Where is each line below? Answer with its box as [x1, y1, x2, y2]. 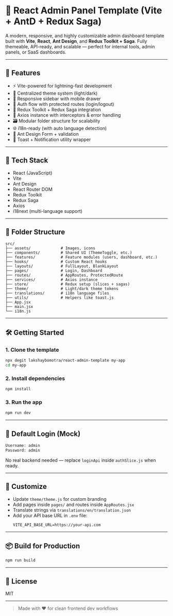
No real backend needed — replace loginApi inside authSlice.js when [5, 457, 156, 463]
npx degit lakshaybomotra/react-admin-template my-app [5, 358, 126, 363]
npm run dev [5, 410, 31, 415]
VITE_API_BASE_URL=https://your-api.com [12, 522, 101, 528]
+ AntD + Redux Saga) [5, 15, 102, 27]
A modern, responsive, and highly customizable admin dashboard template [5, 32, 165, 39]
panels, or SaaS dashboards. [5, 49, 67, 55]
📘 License [5, 577, 38, 586]
